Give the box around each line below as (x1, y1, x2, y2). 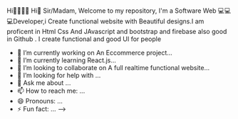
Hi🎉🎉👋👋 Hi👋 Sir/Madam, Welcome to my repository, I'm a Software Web (6, 6, 217, 15)
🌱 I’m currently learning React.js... (16, 56, 117, 64)
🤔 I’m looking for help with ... (16, 71, 101, 79)
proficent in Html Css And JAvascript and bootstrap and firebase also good (6, 28, 227, 35)
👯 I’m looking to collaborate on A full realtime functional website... (16, 64, 210, 72)
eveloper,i (6, 17, 47, 25)
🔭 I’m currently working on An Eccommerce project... (16, 49, 172, 57)
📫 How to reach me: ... (16, 86, 86, 95)
